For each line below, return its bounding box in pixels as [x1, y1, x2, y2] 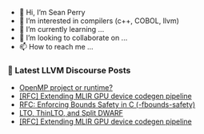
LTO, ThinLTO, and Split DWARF [18, 108, 123, 118]
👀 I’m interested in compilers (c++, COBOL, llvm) [18, 16, 179, 26]
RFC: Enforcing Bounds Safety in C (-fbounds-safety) [18, 100, 196, 109]
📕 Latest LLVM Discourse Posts [7, 65, 131, 76]
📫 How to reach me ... [18, 42, 94, 51]
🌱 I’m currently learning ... [18, 25, 105, 33]
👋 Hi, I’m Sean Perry [18, 8, 86, 17]
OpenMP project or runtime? [18, 83, 114, 93]
